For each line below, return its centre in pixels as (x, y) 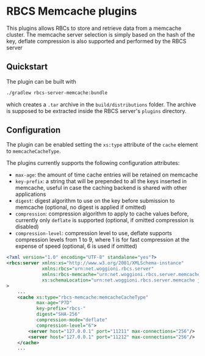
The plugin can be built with (41, 81)
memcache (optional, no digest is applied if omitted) (81, 207)
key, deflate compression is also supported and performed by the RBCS (96, 41)
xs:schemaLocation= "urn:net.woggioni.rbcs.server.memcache (118, 280)
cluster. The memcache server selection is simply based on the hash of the (101, 34)
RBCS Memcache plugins (72, 11)
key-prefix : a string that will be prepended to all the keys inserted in (101, 181)
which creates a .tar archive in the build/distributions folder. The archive (101, 104)
